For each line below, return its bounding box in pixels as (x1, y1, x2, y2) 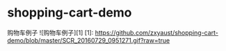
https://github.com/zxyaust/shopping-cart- (95, 28, 219, 37)
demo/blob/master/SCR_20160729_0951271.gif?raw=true (7, 36, 170, 44)
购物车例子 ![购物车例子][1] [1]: (7, 28, 94, 37)
